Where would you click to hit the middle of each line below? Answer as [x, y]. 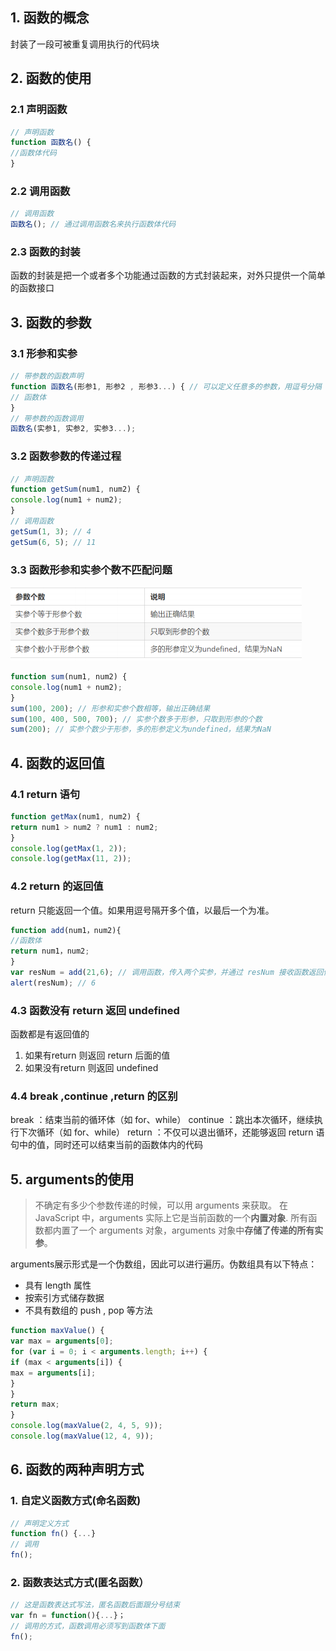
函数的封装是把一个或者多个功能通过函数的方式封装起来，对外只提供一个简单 [168, 275]
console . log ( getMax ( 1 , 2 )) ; [69, 848]
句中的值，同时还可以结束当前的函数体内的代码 [106, 1145]
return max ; [35, 1404]
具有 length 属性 [58, 1285]
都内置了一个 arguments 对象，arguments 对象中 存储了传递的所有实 [183, 1230]
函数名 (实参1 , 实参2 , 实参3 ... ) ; [73, 429]
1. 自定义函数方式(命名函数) [76, 1501]
